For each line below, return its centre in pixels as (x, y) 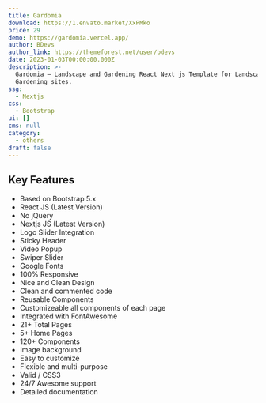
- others (30, 140)
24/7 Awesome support (58, 383)
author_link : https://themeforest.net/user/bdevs (92, 52)
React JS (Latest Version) (61, 207)
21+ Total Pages (46, 325)
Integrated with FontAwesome (68, 316)
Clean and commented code (66, 291)
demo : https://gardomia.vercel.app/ (68, 38)
